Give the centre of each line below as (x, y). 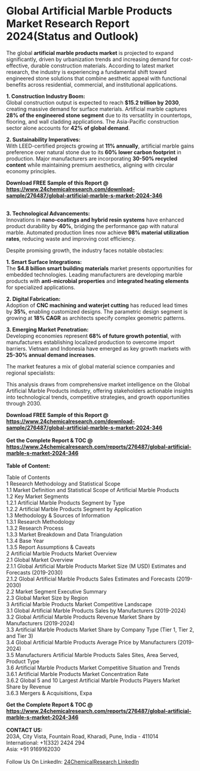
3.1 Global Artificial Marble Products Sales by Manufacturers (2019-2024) (96, 610)
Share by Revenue (29, 686)
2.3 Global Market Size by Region (47, 598)
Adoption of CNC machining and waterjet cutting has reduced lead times (97, 305)
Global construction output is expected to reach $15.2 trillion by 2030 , (93, 102)
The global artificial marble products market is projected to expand (90, 53)
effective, (18, 65)
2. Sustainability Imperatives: (43, 139)
